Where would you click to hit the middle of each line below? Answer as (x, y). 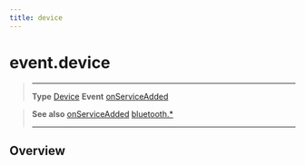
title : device (36, 18)
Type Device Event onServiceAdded (100, 96)
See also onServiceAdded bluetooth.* (103, 113)
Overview (38, 150)
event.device (60, 62)
